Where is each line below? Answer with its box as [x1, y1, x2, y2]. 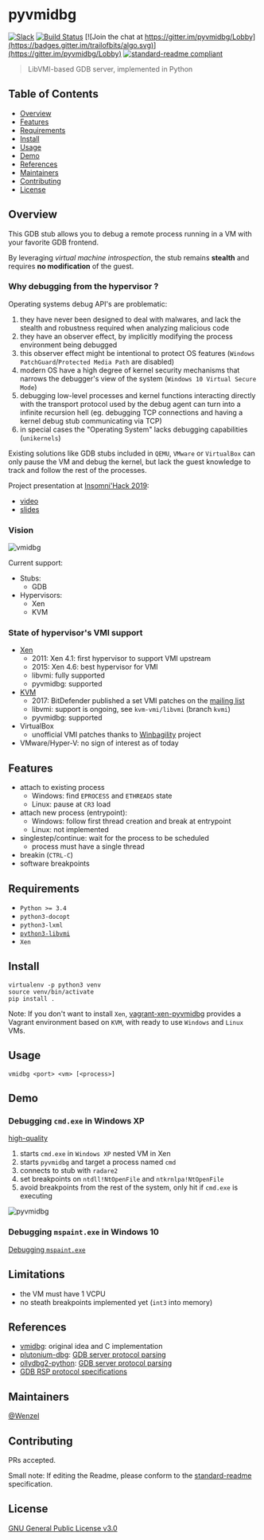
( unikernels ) [19, 432, 61, 443]
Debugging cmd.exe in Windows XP [8, 1116, 145, 1127]
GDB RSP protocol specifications [19, 1367, 127, 1377]
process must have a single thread [31, 842, 146, 851]
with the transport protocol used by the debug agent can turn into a [19, 399, 241, 408]
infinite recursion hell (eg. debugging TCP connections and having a [19, 408, 243, 417]
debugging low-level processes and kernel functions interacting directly [19, 390, 256, 400]
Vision [8, 524, 34, 535]
